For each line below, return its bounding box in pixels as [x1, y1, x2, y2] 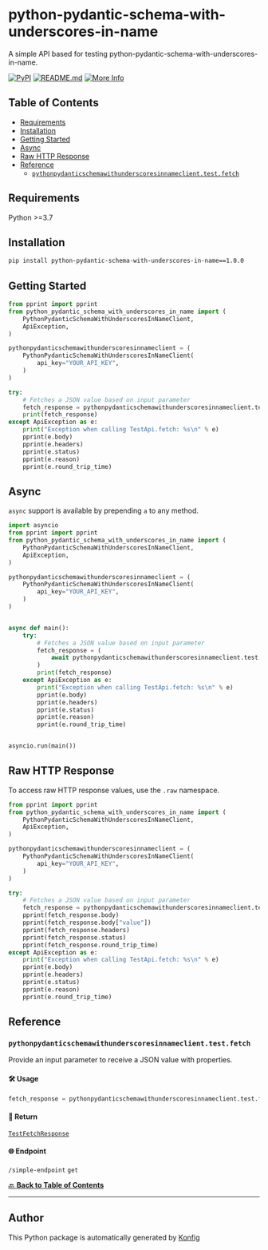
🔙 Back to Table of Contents [8, 1180, 104, 1189]
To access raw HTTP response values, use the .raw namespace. [8, 785, 220, 795]
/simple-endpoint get [8, 1166, 78, 1174]
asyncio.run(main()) [8, 742, 77, 750]
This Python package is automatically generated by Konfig [8, 1232, 200, 1242]
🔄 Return [8, 1112, 38, 1121]
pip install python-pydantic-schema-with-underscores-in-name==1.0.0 [8, 257, 245, 265]
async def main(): [8, 624, 69, 632]
